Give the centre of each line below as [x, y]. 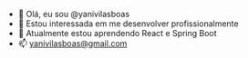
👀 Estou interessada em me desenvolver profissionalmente [128, 24]
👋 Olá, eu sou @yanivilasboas [74, 14]
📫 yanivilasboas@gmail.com [72, 43]
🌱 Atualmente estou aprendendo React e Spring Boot [117, 33]
